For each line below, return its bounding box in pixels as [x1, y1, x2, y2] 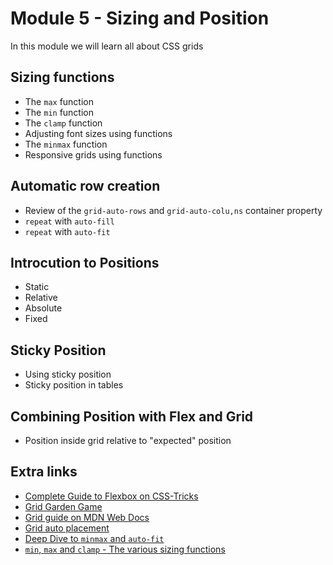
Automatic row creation [10, 178, 161, 195]
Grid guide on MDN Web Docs [24, 511, 150, 523]
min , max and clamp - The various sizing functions [24, 543, 226, 555]
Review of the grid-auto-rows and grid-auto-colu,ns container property [24, 204, 323, 216]
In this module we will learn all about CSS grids [10, 40, 204, 52]
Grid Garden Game [24, 500, 103, 512]
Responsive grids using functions [24, 148, 163, 161]
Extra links [10, 463, 78, 481]
